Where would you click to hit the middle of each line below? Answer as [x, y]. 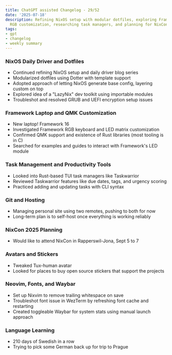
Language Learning [30, 330]
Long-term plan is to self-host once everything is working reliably [82, 216]
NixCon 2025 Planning [34, 229]
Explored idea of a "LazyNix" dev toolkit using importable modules [83, 94]
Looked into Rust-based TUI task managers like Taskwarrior [76, 176]
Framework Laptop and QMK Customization [61, 113]
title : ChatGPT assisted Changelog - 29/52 [52, 10]
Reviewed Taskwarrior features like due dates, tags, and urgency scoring [90, 181]
